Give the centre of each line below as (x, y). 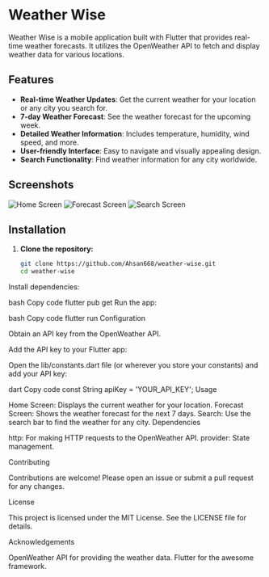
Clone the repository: (57, 249)
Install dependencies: (44, 287)
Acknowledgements (42, 542)
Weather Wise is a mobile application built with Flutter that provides (120, 37)
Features (31, 80)
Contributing (29, 462)
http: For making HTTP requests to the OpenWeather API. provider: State (129, 438)
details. (21, 526)
